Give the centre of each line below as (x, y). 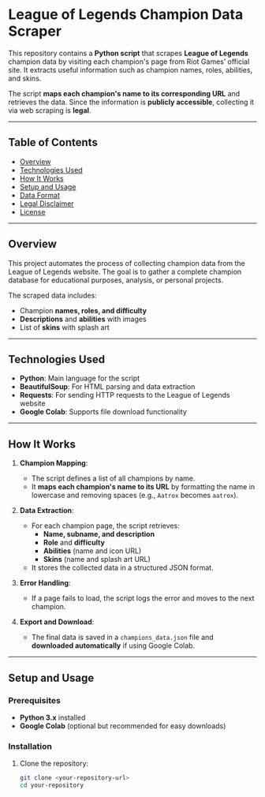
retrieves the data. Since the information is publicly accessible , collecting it (131, 102)
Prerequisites (34, 700)
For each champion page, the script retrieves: (105, 526)
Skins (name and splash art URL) (97, 559)
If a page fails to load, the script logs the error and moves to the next (143, 598)
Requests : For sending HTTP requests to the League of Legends (125, 395)
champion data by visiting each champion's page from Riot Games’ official (129, 62)
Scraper (35, 31)
